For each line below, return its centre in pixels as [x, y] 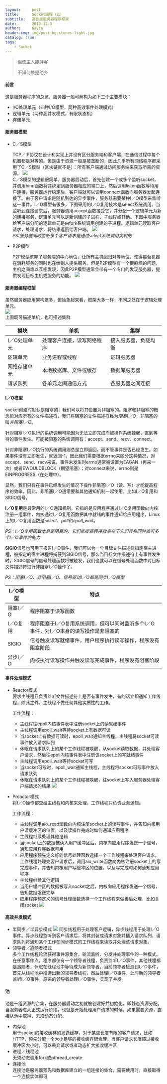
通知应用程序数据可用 [42, 849]
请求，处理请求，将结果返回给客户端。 [51, 229]
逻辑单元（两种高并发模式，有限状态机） [54, 113]
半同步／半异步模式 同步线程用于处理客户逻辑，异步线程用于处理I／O [86, 929]
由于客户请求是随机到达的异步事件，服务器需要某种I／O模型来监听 [93, 198]
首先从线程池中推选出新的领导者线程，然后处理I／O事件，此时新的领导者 [86, 973]
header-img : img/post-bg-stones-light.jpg [50, 33]
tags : [11, 42]
